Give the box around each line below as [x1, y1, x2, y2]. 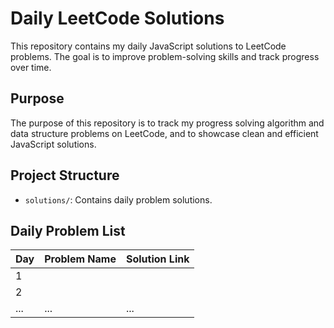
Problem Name [44, 252, 117, 266]
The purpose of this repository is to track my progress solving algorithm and [10, 117, 325, 129]
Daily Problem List [10, 222, 126, 239]
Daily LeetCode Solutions [10, 7, 225, 30]
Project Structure [10, 167, 120, 184]
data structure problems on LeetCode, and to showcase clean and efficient [10, 127, 319, 139]
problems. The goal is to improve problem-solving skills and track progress [10, 50, 320, 62]
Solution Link [125, 252, 190, 266]
